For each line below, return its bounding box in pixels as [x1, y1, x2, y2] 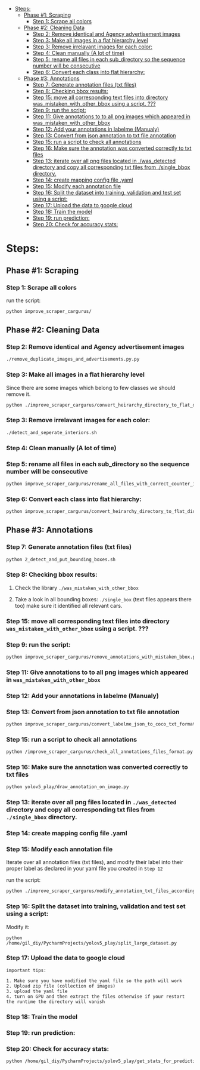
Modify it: [6, 923, 30, 930]
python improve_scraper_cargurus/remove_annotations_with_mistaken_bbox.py [6, 654, 198, 660]
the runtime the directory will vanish [6, 998, 105, 1005]
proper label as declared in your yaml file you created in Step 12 [6, 865, 163, 872]
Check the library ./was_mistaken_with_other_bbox [14, 584, 139, 591]
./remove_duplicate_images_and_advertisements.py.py [6, 356, 140, 362]
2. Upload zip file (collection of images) [6, 983, 116, 989]
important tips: [6, 967, 46, 973]
